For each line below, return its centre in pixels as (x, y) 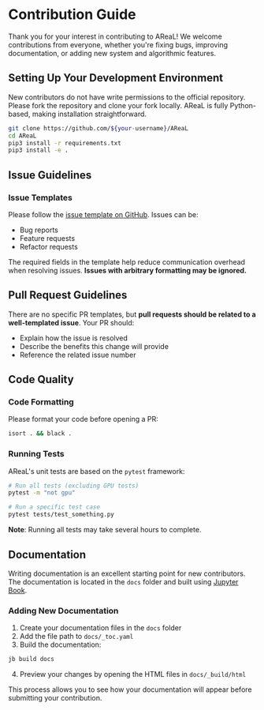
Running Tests (36, 454)
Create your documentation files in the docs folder (100, 628)
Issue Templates (41, 197)
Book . (18, 590)
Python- (243, 105)
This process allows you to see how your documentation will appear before (130, 689)
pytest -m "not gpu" (42, 493)
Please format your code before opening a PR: (84, 419)
